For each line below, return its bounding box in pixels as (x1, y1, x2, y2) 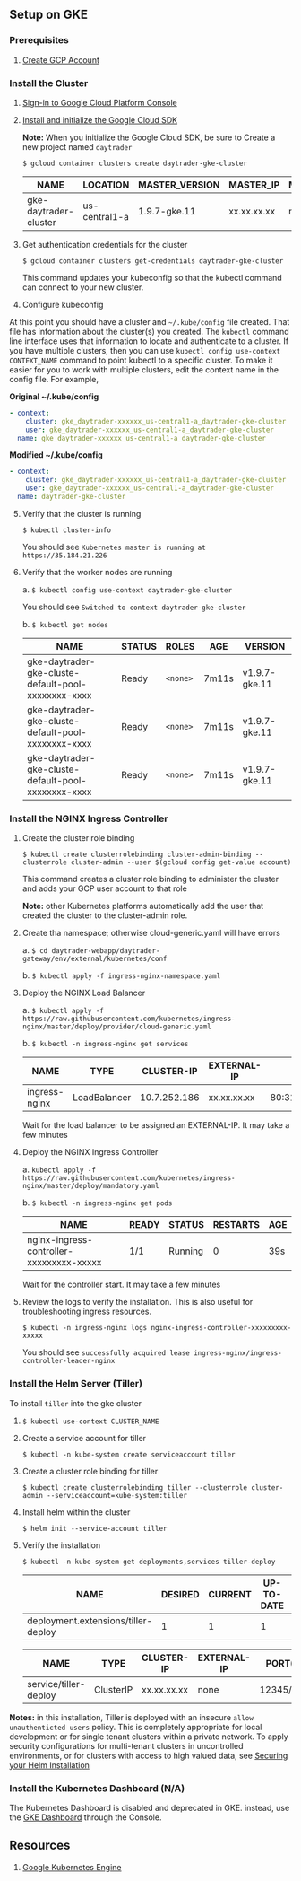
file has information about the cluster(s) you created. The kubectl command (9, 326, 289, 337)
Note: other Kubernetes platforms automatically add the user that (21, 901, 264, 912)
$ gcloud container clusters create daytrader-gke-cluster (21, 159, 248, 168)
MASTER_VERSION (137, 179, 220, 191)
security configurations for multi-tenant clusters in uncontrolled (9, 1740, 244, 1751)
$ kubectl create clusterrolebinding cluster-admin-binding (21, 850, 252, 860)
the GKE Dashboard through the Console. (9, 1812, 162, 1823)
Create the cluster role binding (21, 833, 135, 844)
